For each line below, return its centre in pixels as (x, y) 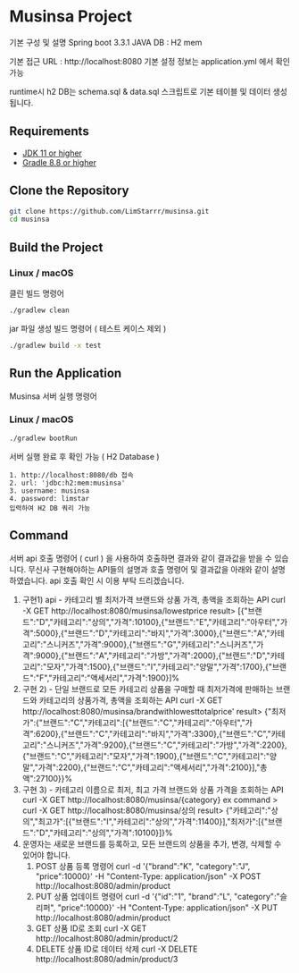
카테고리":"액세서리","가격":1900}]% (116, 678)
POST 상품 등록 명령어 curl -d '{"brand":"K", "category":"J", (143, 866)
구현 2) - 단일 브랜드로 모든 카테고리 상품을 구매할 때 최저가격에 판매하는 (148, 689)
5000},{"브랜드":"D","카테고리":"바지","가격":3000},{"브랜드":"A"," (153, 633)
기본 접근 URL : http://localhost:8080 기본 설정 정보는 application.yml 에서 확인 (149, 61)
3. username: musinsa (50, 491)
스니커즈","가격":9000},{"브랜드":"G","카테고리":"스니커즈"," (151, 644)
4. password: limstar (50, 498)
